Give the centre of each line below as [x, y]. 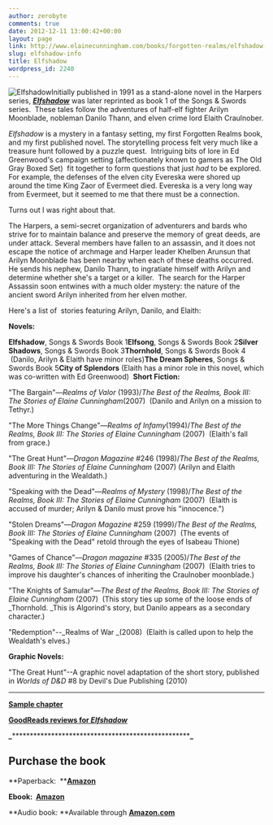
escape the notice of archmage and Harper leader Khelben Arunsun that [130, 251]
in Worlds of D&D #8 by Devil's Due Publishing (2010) [98, 680]
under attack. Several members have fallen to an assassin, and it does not [132, 243]
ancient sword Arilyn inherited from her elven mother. [98, 294]
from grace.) [29, 442]
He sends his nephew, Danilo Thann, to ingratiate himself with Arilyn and [130, 268]
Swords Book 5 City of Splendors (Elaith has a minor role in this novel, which [136, 367]
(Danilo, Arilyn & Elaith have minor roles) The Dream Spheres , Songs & [128, 359]
